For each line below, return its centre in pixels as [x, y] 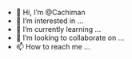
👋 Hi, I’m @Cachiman [50, 12]
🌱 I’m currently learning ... [58, 29]
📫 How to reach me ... [53, 47]
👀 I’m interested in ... [50, 21]
